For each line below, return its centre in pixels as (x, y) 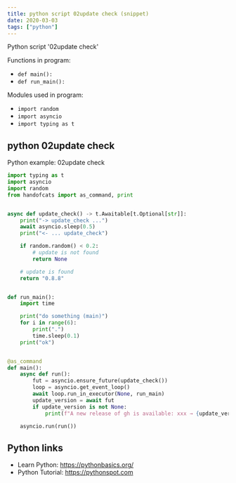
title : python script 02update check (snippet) (78, 14)
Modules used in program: (45, 95)
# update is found (47, 272)
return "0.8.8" (42, 278)
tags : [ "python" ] (33, 27)
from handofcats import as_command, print (70, 195)
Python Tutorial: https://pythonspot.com (75, 472)
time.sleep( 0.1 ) (56, 336)
